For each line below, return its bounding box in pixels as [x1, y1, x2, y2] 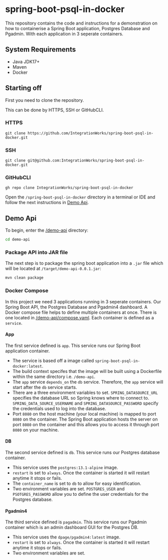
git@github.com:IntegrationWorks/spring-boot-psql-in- [27, 158, 144, 163]
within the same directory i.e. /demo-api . [12, 374, 96, 380]
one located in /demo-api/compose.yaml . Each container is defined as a [5, 314, 154, 320]
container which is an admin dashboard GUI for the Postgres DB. [5, 524, 139, 530]
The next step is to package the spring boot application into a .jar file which [5, 260, 163, 266]
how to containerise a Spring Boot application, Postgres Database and [5, 25, 150, 31]
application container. [5, 347, 50, 354]
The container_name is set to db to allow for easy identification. [12, 480, 141, 487]
